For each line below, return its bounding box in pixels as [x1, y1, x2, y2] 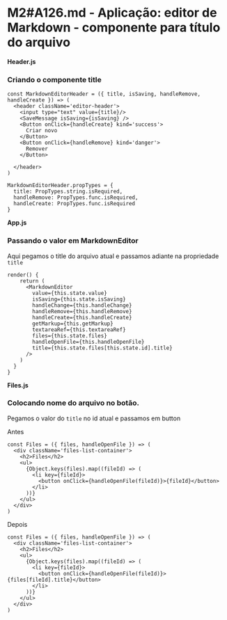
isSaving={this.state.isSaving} [32, 296, 127, 303]
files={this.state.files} [32, 332, 108, 339]
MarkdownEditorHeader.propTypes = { [7, 182, 113, 189]
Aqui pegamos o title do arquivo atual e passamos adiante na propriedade [7, 252, 219, 260]
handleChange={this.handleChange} [32, 301, 132, 309]
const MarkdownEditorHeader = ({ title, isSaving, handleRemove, [7, 90, 201, 98]
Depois [7, 520, 28, 528]
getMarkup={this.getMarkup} [32, 320, 113, 327]
